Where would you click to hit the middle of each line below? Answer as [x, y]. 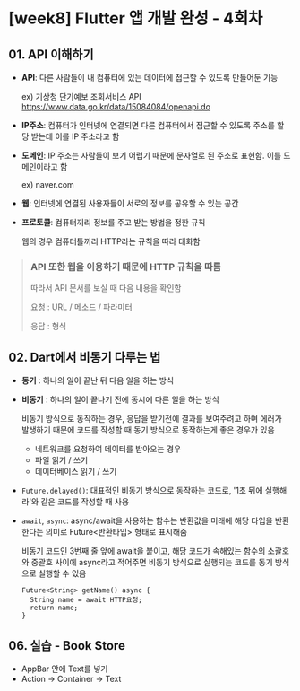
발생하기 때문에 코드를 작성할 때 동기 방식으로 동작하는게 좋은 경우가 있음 [148, 430]
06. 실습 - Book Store [67, 646]
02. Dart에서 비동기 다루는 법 [85, 357]
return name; [54, 608]
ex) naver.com [48, 184]
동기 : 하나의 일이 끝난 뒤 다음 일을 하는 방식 [98, 380]
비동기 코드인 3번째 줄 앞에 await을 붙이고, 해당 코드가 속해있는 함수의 [143, 551]
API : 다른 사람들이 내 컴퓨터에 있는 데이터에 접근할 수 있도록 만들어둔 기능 [150, 78]
